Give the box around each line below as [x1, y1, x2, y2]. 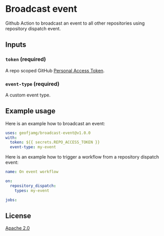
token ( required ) [5, 56, 46, 63]
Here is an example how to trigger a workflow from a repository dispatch [5, 154, 159, 160]
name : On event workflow [5, 169, 59, 174]
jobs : [5, 197, 17, 203]
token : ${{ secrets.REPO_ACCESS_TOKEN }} [10, 140, 100, 145]
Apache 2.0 [5, 225, 30, 231]
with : [5, 135, 17, 140]
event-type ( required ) [5, 80, 60, 87]
